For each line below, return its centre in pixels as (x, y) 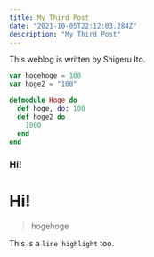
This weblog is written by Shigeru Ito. (77, 60)
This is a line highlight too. (61, 244)
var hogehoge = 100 (45, 76)
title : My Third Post (49, 17)
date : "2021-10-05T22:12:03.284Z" (73, 26)
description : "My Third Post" (65, 34)
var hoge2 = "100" (43, 84)
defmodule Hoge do (43, 100)
